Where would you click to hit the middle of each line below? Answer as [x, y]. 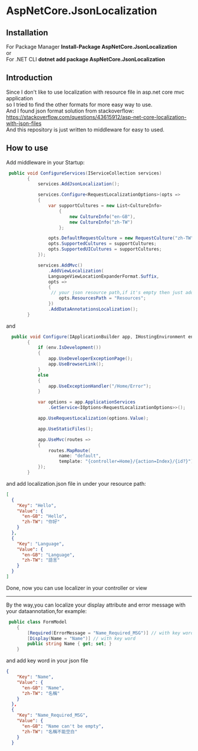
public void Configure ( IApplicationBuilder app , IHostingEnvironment [98, 337]
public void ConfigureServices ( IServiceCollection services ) [85, 173]
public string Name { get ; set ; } [70, 644]
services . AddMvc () [60, 265]
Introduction [29, 78]
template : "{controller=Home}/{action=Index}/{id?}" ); [127, 462]
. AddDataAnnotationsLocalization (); [93, 309]
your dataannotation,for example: [47, 611]
